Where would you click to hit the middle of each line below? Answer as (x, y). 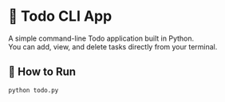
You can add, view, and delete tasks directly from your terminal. (113, 46)
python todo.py (34, 90)
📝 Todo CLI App (60, 16)
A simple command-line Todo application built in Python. (101, 38)
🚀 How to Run (42, 72)
